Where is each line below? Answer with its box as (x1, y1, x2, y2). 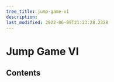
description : (6, 14, 38, 20)
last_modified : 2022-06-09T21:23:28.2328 (6, 19, 109, 25)
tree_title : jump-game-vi (6, 8, 69, 15)
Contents (6, 68, 41, 78)
